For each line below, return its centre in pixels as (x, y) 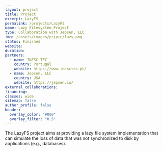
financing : (16, 92)
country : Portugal (33, 64)
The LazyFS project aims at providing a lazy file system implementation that (82, 133)
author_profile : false (28, 105)
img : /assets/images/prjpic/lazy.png (44, 37)
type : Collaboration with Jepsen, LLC (45, 32)
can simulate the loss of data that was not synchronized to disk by (72, 138)
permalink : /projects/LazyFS (35, 23)
